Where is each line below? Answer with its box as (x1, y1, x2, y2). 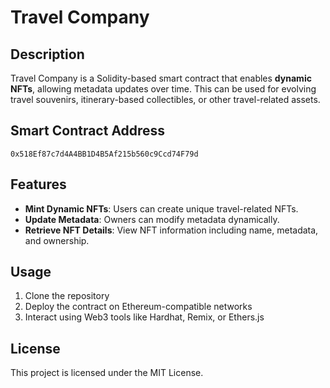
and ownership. (24, 234, 90, 246)
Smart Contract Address (10, 122, 166, 140)
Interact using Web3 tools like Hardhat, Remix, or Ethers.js (24, 311, 265, 323)
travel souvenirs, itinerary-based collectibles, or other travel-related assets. (10, 94, 321, 105)
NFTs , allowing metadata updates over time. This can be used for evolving (10, 83, 317, 95)
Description (10, 46, 85, 63)
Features (10, 176, 67, 193)
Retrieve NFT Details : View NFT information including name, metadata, (24, 224, 319, 236)
